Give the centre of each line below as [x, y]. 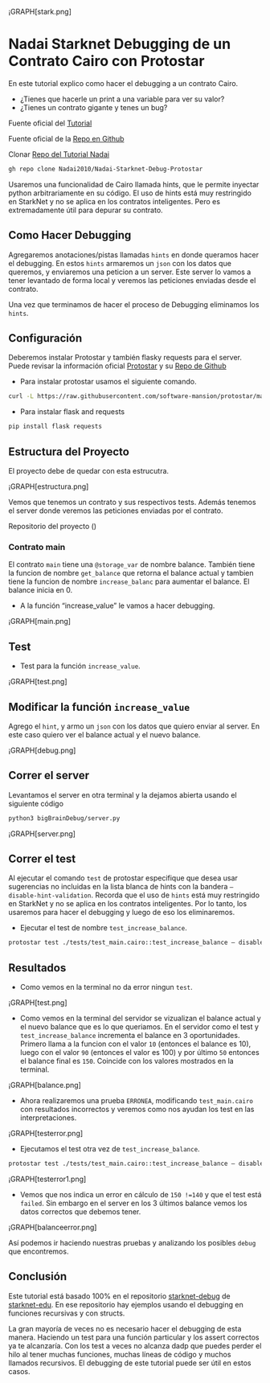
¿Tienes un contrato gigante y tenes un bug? [94, 107]
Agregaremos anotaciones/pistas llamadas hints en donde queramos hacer [134, 254]
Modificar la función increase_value [99, 707]
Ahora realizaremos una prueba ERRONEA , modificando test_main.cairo [136, 1101]
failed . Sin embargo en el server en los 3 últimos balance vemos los [133, 1203]
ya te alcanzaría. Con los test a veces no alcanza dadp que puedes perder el [135, 1345]
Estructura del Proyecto [69, 451]
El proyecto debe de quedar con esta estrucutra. [89, 471]
